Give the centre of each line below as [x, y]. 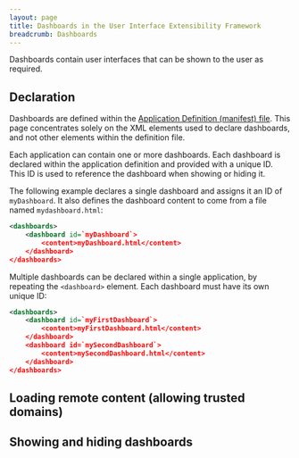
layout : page [33, 17]
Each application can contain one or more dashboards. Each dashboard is [145, 155]
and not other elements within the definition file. [97, 137]
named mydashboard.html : [56, 210]
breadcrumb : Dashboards [54, 34]
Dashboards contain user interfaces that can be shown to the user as [137, 60]
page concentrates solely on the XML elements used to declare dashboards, [149, 128]
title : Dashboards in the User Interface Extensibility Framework [135, 26]
